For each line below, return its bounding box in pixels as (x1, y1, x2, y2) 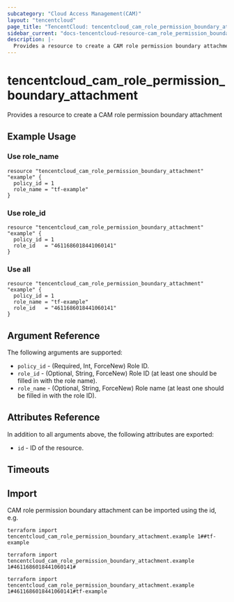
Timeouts (7, 464, 50, 476)
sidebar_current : (7, 29, 58, 37)
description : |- (7, 36, 54, 43)
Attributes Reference (7, 412, 100, 423)
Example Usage (7, 130, 77, 143)
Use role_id (7, 208, 47, 218)
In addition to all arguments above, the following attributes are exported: (7, 430, 214, 438)
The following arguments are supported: (7, 348, 123, 356)
